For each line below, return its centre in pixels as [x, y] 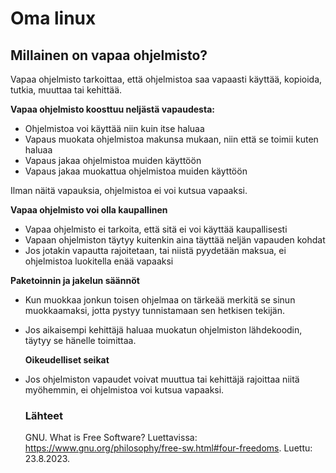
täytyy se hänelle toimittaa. [80, 340]
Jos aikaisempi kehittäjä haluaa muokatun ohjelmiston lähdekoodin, [163, 330]
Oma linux [53, 18]
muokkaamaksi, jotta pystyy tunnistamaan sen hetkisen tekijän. [155, 310]
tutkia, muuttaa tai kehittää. [66, 90]
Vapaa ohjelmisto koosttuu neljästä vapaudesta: [112, 109]
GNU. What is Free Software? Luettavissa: [111, 438]
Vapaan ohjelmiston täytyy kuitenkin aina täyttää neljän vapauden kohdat [175, 240]
